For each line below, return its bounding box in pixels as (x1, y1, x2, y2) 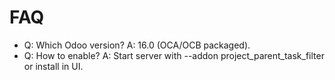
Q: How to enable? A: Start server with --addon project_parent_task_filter (23, 49, 325, 61)
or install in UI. (23, 60, 84, 72)
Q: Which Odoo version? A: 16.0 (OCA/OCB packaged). (23, 39, 251, 51)
